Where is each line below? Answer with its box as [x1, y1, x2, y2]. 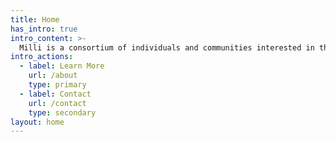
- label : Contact [19, 89, 92, 99]
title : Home [10, 14, 60, 25]
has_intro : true [10, 24, 78, 34]
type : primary [28, 80, 87, 90]
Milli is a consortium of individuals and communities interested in [19, 42, 315, 53]
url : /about [28, 71, 78, 81]
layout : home [10, 117, 65, 127]
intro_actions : [10, 52, 74, 62]
